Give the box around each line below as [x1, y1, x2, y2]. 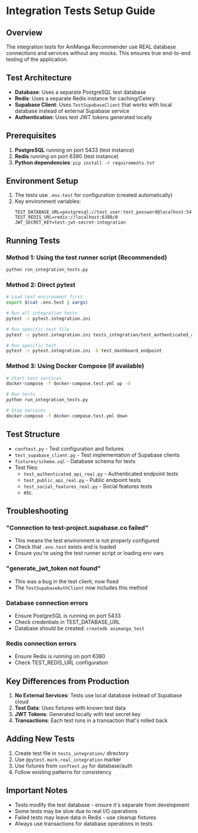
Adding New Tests [6, 734, 75, 744]
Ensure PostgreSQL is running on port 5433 [14, 612, 121, 619]
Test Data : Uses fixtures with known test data [14, 704, 126, 711]
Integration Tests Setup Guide [6, 4, 156, 18]
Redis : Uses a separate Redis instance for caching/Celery [14, 94, 155, 101]
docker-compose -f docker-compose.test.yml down [6, 413, 128, 419]
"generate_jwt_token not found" [6, 565, 101, 573]
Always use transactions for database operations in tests [14, 820, 153, 827]
